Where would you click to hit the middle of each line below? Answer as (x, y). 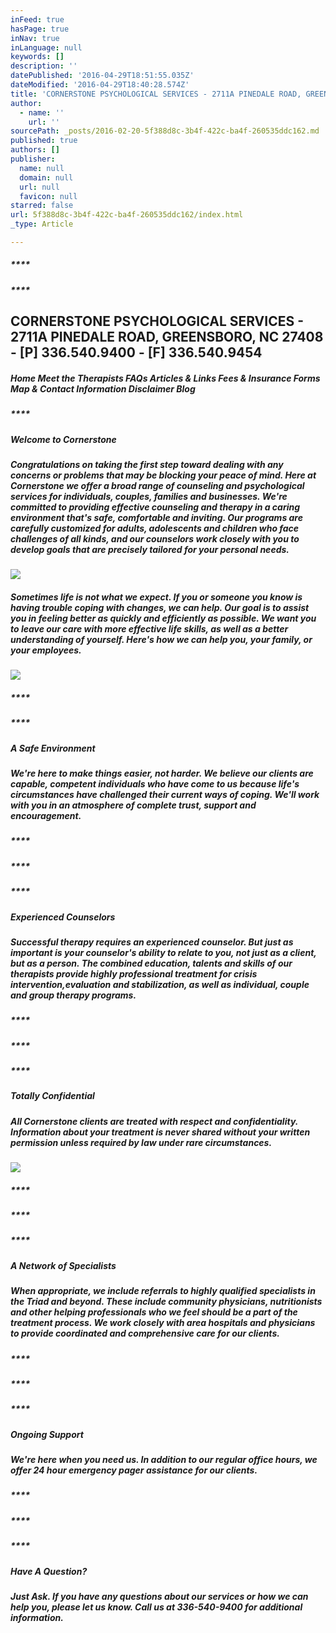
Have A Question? (49, 1571)
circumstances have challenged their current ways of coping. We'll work (165, 795)
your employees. (46, 650)
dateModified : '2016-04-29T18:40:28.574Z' (100, 85)
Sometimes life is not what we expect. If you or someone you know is (156, 597)
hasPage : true (40, 29)
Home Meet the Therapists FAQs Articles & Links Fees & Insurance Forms (165, 378)
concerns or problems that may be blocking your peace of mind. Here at (163, 475)
